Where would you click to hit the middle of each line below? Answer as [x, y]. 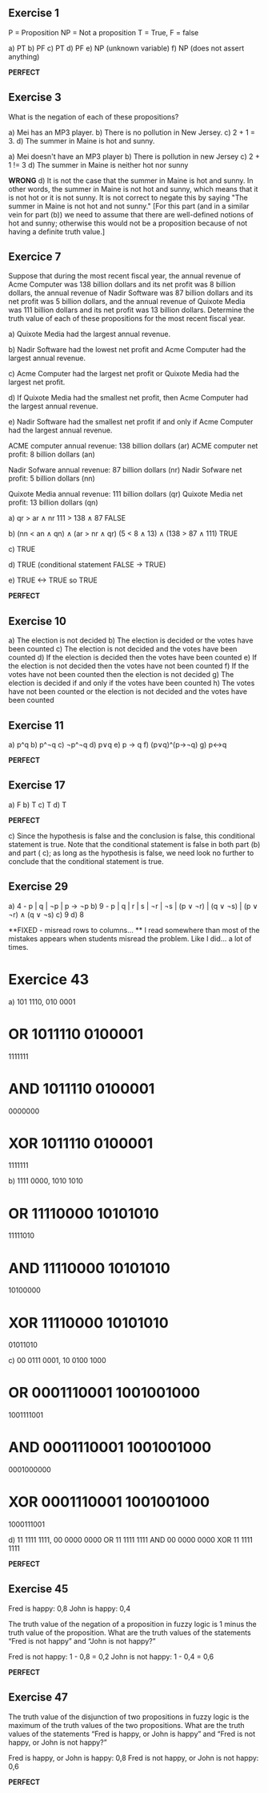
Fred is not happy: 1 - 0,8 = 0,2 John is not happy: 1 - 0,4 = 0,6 [111, 1657]
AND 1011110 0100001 [82, 1088]
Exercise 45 [38, 1589]
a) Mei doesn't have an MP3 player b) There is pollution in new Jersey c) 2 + [134, 156]
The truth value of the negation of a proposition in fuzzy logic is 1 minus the [133, 1624]
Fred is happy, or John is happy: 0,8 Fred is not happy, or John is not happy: [134, 1758]
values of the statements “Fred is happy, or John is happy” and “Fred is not [132, 1734]
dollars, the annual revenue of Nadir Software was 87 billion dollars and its [131, 293]
